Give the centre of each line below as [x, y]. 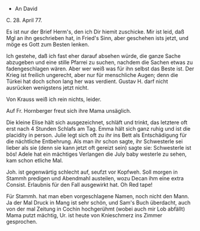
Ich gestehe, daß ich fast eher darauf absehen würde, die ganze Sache [93, 56]
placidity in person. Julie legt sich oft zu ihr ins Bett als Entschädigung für [96, 135]
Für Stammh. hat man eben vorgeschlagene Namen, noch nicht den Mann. [98, 196]
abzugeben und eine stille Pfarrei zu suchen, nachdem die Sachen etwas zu [99, 62]
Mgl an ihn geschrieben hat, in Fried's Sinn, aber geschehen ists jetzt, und [98, 38]
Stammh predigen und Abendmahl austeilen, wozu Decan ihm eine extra [95, 178]
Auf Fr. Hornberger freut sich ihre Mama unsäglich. [69, 111]
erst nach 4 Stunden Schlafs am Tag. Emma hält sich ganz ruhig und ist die [99, 129]
